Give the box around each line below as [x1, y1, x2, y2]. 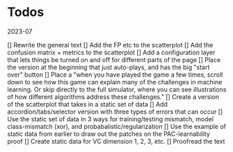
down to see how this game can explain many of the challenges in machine [7, 77, 223, 86]
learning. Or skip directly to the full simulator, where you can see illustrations [7, 85, 227, 93]
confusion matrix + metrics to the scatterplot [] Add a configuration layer [7, 48, 216, 56]
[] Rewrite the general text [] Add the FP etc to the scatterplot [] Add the [7, 40, 214, 49]
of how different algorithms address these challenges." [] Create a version [7, 92, 219, 101]
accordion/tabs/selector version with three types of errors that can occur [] [7, 107, 223, 116]
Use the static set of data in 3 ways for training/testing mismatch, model [7, 114, 214, 123]
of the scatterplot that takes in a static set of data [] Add [7, 100, 168, 108]
